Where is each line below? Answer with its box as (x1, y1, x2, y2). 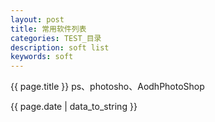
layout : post (10, 14, 65, 25)
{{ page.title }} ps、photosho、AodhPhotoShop (10, 81, 205, 93)
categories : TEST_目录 (10, 33, 102, 43)
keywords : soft (10, 52, 74, 62)
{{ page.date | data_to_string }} (10, 101, 138, 113)
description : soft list (10, 42, 110, 53)
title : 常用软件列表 (10, 24, 87, 34)
